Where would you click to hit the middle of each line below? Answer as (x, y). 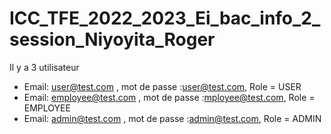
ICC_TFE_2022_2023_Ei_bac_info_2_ (165, 18)
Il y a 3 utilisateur (44, 67)
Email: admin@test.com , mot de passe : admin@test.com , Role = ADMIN (172, 118)
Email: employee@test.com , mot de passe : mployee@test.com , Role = (169, 97)
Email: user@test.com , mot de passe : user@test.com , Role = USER (162, 86)
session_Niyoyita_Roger (112, 39)
